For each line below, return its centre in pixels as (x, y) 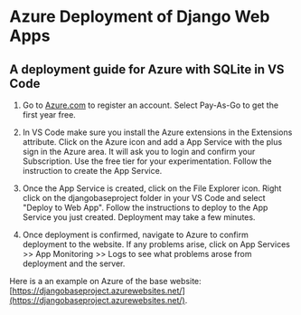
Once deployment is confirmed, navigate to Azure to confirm (135, 234)
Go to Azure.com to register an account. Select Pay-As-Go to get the (150, 105)
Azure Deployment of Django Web (140, 17)
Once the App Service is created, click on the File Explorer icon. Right (152, 188)
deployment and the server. (74, 263)
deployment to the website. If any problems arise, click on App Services (156, 244)
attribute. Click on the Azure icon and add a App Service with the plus (152, 142)
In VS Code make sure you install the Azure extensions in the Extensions (157, 132)
